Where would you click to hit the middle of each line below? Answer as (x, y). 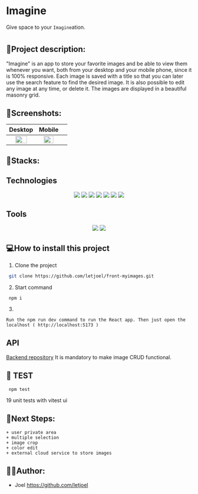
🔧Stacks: (23, 160)
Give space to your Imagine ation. (46, 27)
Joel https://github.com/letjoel (51, 485)
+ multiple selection (33, 437)
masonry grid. (23, 95)
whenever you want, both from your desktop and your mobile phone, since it (99, 69)
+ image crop (22, 443)
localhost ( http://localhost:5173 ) (52, 325)
